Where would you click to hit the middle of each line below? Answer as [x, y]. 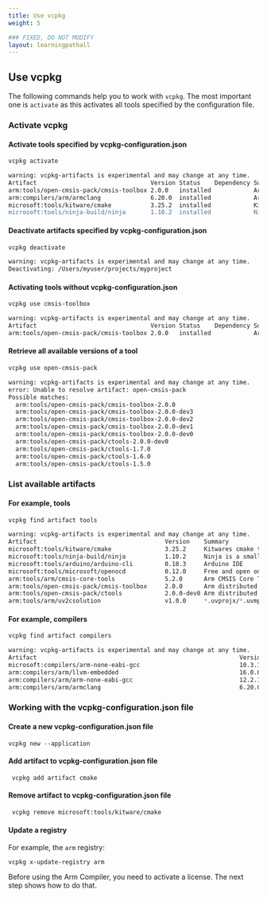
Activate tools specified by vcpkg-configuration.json [98, 144]
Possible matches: [39, 397]
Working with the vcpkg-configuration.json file [101, 708]
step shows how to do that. [52, 885]
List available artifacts [52, 484]
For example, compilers [48, 619]
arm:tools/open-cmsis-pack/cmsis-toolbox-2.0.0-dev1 [104, 427]
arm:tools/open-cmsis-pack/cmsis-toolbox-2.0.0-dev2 [104, 420]
